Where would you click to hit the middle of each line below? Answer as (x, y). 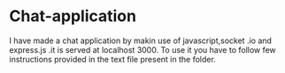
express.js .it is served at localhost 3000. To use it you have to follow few (142, 49)
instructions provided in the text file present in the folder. (113, 59)
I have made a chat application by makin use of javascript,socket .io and (141, 40)
